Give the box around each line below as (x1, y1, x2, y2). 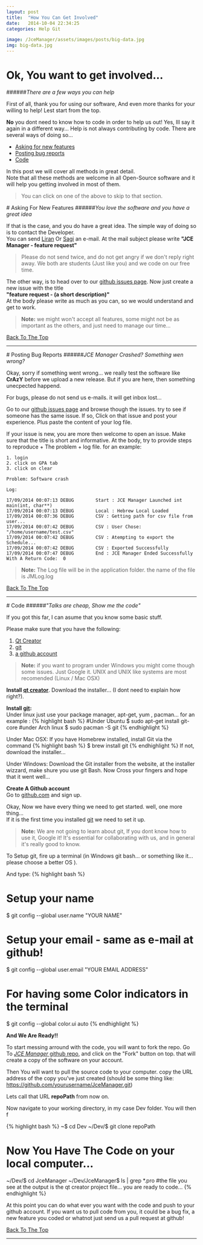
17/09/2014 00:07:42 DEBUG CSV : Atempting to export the (6, 534, 174, 540)
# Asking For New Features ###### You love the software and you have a (6, 204, 190, 211)
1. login (6, 455, 28, 461)
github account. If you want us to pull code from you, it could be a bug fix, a (6, 1207, 195, 1215)
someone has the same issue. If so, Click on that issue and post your (6, 412, 178, 419)
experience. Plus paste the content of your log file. (6, 418, 132, 426)
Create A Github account (6, 784, 70, 792)
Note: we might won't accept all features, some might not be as (21, 315, 180, 322)
